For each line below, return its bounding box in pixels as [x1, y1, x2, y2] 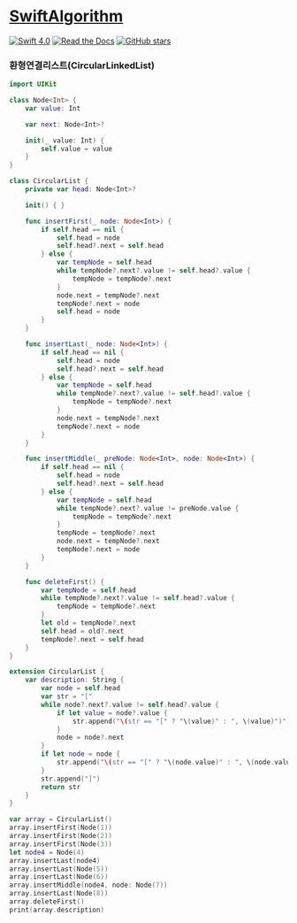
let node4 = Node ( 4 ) [9, 848, 86, 857]
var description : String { [25, 675, 125, 685]
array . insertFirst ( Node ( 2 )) [9, 832, 113, 841]
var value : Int [25, 104, 81, 112]
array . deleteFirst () [9, 897, 86, 906]
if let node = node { [41, 750, 121, 758]
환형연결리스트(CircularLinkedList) [9, 59, 156, 72]
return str [41, 782, 81, 791]
